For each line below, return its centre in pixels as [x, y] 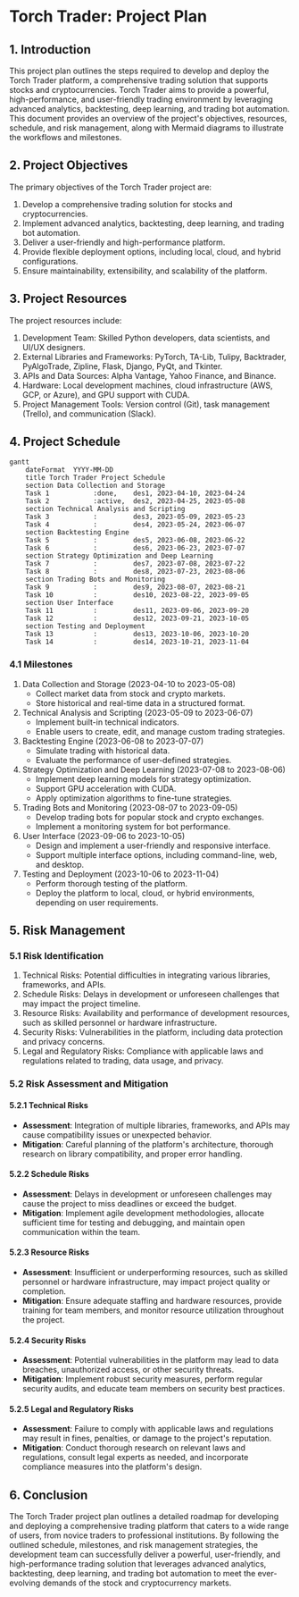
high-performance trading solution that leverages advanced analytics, [138, 1564]
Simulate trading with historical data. [103, 750]
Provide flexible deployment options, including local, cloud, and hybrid [151, 251]
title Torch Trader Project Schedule [96, 478]
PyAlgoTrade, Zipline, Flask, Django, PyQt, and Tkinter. [122, 366]
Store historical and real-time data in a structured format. [140, 702]
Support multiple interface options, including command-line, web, [156, 854]
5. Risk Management [67, 931]
